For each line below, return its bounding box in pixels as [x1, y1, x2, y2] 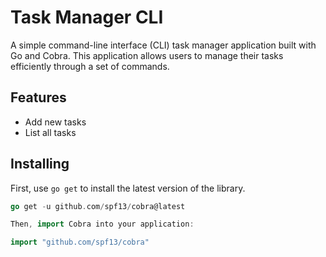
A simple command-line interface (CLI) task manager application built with [10, 39, 317, 51]
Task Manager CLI [10, 6, 164, 29]
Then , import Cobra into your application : [10, 219, 195, 230]
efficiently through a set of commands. [10, 60, 170, 72]
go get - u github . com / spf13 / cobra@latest [10, 201, 186, 211]
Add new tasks [24, 116, 87, 128]
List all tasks [24, 126, 77, 138]
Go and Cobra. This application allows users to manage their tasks [10, 49, 284, 61]
